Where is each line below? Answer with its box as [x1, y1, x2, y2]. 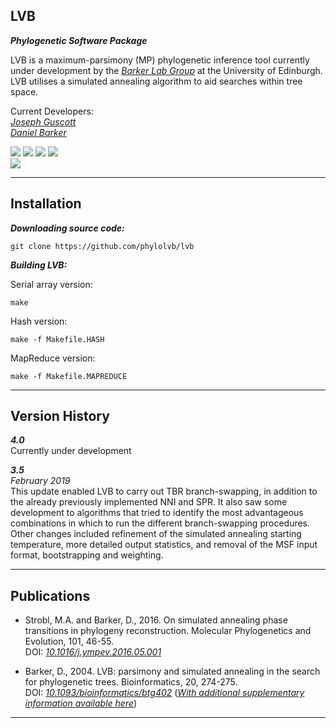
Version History [10, 408, 110, 425]
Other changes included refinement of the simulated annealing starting [10, 528, 302, 540]
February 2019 [10, 475, 71, 487]
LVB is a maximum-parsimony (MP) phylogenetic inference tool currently [10, 54, 310, 66]
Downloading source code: [10, 222, 125, 234]
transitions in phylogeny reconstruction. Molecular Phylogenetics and [24, 625, 312, 637]
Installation [10, 195, 82, 213]
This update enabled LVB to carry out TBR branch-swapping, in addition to [10, 485, 318, 498]
